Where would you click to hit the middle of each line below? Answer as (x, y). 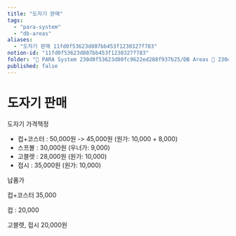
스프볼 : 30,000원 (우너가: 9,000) (64, 147)
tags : (15, 20)
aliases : (20, 40)
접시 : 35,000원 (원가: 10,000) (59, 165)
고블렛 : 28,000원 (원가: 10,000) (62, 156)
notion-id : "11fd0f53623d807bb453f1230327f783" (78, 53)
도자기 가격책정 (28, 124)
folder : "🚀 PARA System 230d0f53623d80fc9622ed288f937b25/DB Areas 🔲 (111, 60)
